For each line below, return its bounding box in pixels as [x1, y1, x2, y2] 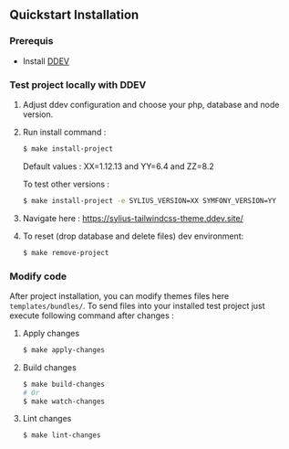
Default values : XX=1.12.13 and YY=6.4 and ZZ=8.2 [22, 160, 214, 172]
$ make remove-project [22, 248, 109, 257]
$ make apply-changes [22, 345, 105, 355]
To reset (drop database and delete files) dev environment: [22, 230, 244, 241]
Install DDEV [22, 55, 70, 67]
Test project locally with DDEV [9, 78, 147, 91]
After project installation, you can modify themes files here [9, 290, 230, 301]
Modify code [9, 270, 67, 283]
